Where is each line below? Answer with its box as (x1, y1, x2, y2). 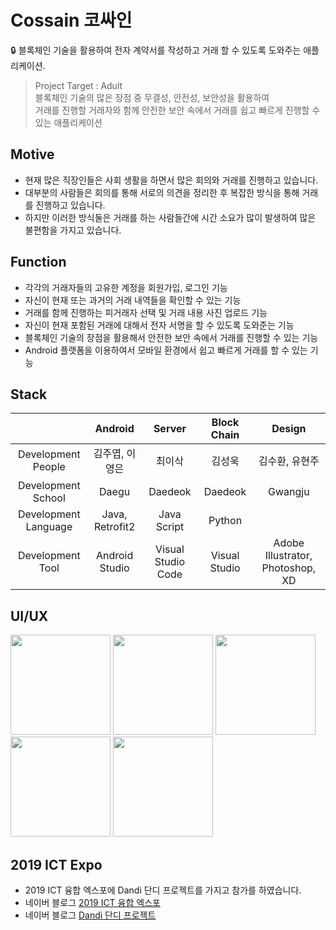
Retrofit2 (93, 520, 136, 534)
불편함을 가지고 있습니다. (24, 224, 122, 236)
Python (208, 514, 243, 528)
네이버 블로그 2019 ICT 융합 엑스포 (24, 897, 161, 908)
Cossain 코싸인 (10, 9, 133, 32)
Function (10, 254, 67, 271)
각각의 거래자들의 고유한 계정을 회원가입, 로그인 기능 (24, 281, 228, 293)
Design (271, 422, 307, 436)
